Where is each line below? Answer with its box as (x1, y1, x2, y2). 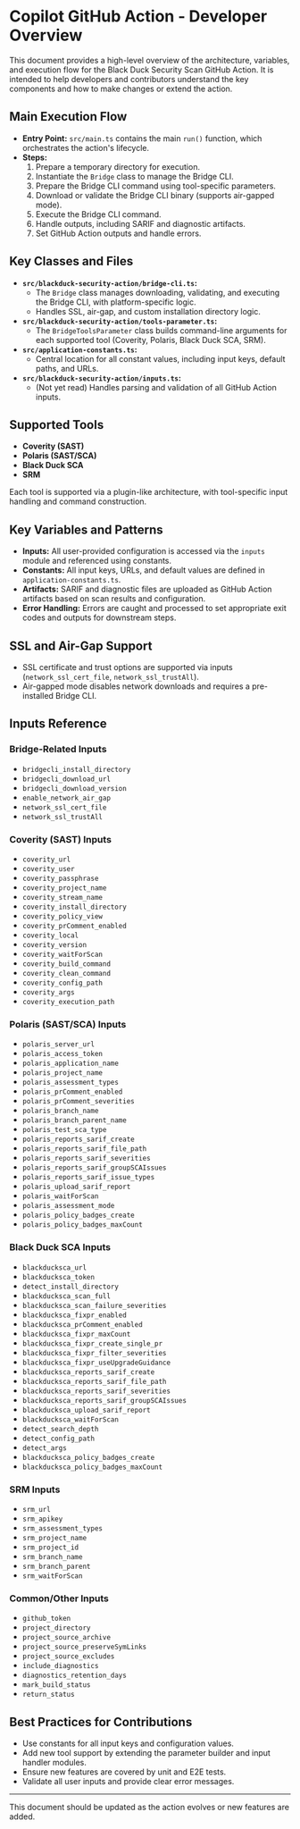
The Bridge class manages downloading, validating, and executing (35, 287, 279, 298)
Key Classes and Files (9, 254, 134, 269)
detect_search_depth (21, 1424, 99, 1433)
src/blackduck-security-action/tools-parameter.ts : (21, 315, 218, 326)
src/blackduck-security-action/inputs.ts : (21, 373, 181, 383)
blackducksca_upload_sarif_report (21, 1405, 151, 1414)
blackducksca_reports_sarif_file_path (21, 1377, 167, 1386)
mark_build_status (21, 1681, 91, 1690)
